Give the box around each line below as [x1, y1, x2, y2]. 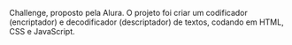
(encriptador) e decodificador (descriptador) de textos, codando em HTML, [9, 17, 285, 27]
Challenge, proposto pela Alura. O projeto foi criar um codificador [9, 8, 248, 18]
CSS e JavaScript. [9, 26, 75, 36]
